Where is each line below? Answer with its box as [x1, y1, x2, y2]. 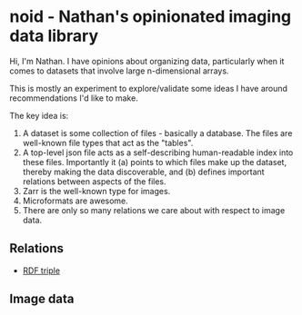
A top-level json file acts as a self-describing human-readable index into [22, 147, 294, 158]
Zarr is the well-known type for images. [22, 185, 171, 196]
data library [9, 25, 98, 46]
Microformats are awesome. [22, 195, 129, 206]
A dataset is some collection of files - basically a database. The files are [22, 127, 293, 138]
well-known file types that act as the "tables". [22, 137, 194, 148]
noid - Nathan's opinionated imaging [9, 6, 292, 27]
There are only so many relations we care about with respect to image [22, 204, 286, 215]
